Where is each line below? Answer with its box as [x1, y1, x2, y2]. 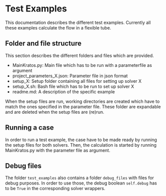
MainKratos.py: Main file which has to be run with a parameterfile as [12, 62, 153, 68]
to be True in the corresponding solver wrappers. [5, 186, 105, 192]
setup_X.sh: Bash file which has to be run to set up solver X [12, 83, 134, 89]
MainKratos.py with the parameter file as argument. [5, 147, 110, 153]
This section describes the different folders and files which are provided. [5, 52, 154, 58]
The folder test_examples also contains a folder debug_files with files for [5, 175, 154, 181]
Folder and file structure [5, 39, 82, 48]
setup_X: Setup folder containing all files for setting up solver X [12, 78, 142, 84]
